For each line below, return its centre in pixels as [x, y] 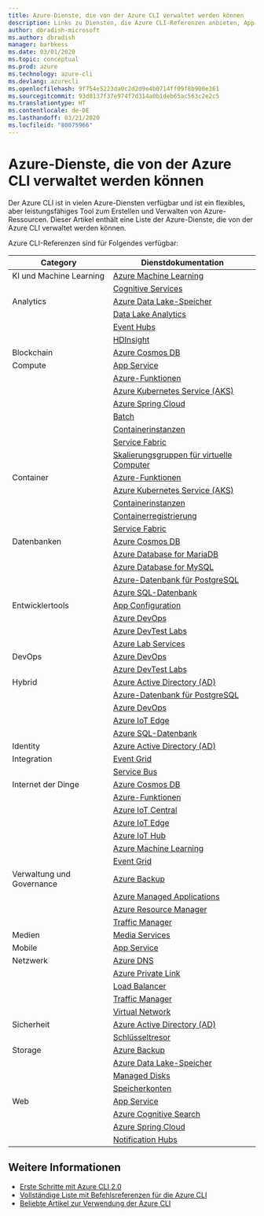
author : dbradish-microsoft [54, 30]
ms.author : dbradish [42, 37]
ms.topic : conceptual [44, 60]
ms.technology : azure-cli [50, 74]
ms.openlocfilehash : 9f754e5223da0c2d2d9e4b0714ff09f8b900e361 [114, 89]
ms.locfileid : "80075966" [50, 125]
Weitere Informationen [65, 1168]
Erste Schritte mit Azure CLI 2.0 [70, 1186]
